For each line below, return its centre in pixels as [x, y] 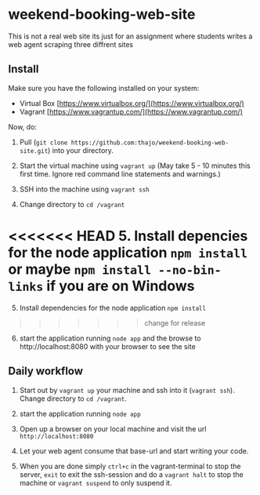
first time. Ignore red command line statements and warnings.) [120, 173]
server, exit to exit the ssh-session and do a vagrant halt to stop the [132, 474]
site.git [34, 151]
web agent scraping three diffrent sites [71, 44]
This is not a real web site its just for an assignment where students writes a [130, 36]
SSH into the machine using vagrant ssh [85, 189]
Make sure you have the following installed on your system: [104, 88]
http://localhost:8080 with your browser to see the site [107, 346]
